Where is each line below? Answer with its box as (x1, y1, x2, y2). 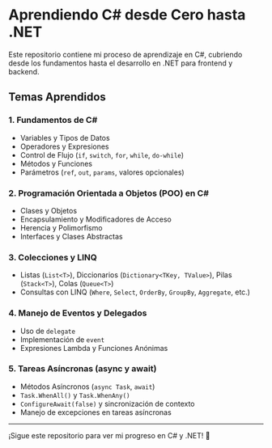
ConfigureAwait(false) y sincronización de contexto (19, 399, 195, 408)
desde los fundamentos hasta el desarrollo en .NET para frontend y (8, 58, 233, 68)
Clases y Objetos (19, 205, 78, 215)
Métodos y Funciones (19, 158, 93, 168)
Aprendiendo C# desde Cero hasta (8, 6, 246, 24)
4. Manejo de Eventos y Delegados (8, 307, 147, 319)
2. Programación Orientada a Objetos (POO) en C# (8, 188, 209, 199)
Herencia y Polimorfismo (19, 222, 103, 232)
